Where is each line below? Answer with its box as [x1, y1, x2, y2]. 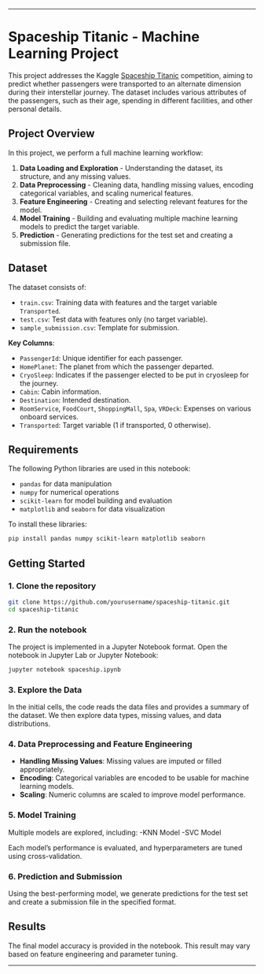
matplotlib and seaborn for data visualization [19, 504, 166, 514]
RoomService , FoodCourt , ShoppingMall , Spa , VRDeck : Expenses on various [19, 403, 251, 413]
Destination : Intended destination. [19, 395, 131, 404]
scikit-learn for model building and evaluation [19, 496, 173, 505]
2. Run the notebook [8, 624, 87, 635]
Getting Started [8, 556, 86, 570]
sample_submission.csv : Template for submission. [19, 322, 179, 332]
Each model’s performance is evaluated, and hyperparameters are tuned [8, 842, 243, 852]
